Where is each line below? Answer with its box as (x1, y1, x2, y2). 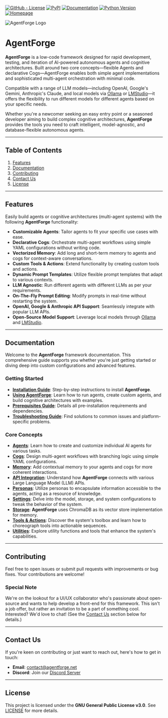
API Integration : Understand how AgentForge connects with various (12, 474, 154, 480)
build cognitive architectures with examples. (12, 397, 103, 403)
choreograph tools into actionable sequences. (12, 523, 107, 529)
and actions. (12, 266, 38, 272)
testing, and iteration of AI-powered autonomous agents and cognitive (5, 59, 150, 65)
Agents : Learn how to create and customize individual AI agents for (12, 442, 152, 448)
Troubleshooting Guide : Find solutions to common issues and (12, 413, 141, 419)
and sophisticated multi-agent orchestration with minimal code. (5, 75, 136, 81)
